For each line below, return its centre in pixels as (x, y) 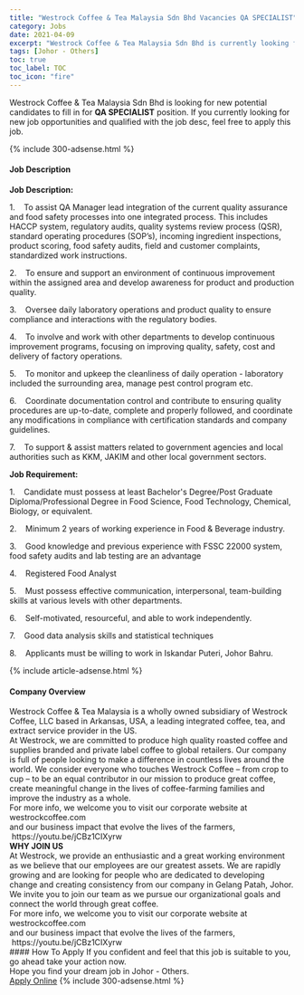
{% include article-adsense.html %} (76, 670)
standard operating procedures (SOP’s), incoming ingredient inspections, (146, 235)
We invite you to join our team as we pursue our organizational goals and (145, 895)
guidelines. (30, 429)
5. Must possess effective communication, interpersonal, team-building (146, 590)
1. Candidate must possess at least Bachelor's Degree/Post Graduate (141, 492)
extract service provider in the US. (73, 731)
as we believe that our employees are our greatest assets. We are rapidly (145, 866)
